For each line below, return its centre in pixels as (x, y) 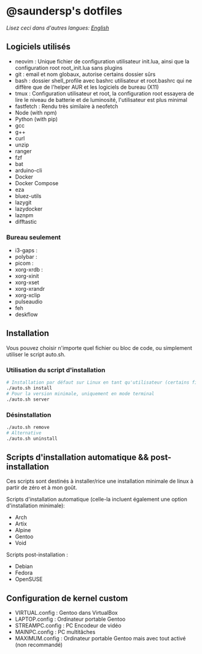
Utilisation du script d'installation (56, 370)
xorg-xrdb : (29, 270)
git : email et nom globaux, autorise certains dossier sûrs (85, 74)
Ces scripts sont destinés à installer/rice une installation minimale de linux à (100, 481)
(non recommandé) (39, 645)
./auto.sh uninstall (32, 439)
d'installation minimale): (35, 506)
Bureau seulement (34, 237)
